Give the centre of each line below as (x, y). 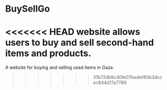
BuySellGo (28, 9)
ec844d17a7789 (110, 83)
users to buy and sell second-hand (79, 43)
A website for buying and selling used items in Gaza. (60, 67)
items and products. (48, 53)
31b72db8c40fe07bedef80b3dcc (128, 77)
